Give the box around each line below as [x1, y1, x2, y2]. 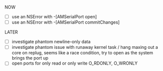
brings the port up [11, 55, 49, 61]
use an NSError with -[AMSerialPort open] [11, 14, 97, 19]
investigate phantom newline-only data [11, 39, 91, 45]
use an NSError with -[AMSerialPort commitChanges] [11, 19, 120, 25]
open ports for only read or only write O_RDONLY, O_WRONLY [11, 60, 138, 66]
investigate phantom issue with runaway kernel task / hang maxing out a [11, 44, 158, 50]
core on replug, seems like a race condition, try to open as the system [11, 50, 153, 56]
